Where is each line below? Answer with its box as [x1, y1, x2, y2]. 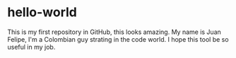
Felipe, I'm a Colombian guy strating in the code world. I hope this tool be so [7, 35, 229, 43]
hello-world [7, 4, 78, 21]
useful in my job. [7, 42, 56, 51]
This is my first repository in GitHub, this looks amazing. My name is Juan [7, 28, 221, 36]
